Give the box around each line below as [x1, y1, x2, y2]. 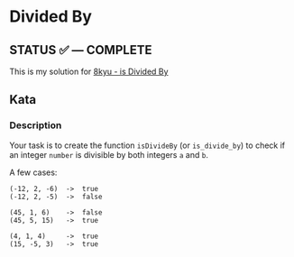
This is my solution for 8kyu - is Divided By [9, 66, 169, 77]
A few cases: [9, 167, 58, 178]
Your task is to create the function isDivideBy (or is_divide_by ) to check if [9, 140, 286, 151]
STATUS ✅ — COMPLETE [9, 42, 152, 58]
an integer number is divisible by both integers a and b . [9, 149, 209, 160]
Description [9, 119, 62, 132]
